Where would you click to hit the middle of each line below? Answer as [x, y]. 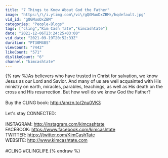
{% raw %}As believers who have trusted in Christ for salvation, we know [81, 76]
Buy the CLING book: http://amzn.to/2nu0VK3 [53, 103]
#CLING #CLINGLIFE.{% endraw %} [43, 151]
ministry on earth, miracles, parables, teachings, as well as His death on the [84, 87]
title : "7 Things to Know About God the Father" [57, 10]
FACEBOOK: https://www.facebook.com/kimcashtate [60, 130]
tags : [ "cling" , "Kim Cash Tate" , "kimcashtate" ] [56, 29]
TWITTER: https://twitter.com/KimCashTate [50, 135]
